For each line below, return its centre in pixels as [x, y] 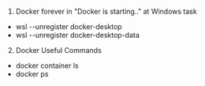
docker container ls [47, 65]
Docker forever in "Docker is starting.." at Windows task [106, 11]
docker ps [32, 74]
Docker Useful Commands [59, 50]
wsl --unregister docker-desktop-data [78, 35]
